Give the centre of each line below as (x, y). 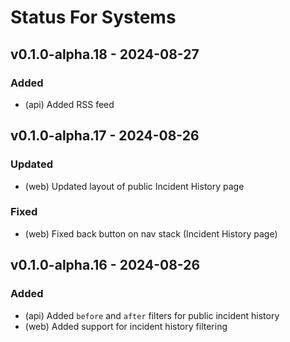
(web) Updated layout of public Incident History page (134, 186)
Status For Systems (93, 17)
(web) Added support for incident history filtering (126, 326)
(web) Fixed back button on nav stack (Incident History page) (151, 233)
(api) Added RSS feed (69, 104)
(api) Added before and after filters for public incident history (152, 315)
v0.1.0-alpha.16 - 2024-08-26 (105, 265)
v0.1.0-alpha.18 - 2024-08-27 (105, 54)
